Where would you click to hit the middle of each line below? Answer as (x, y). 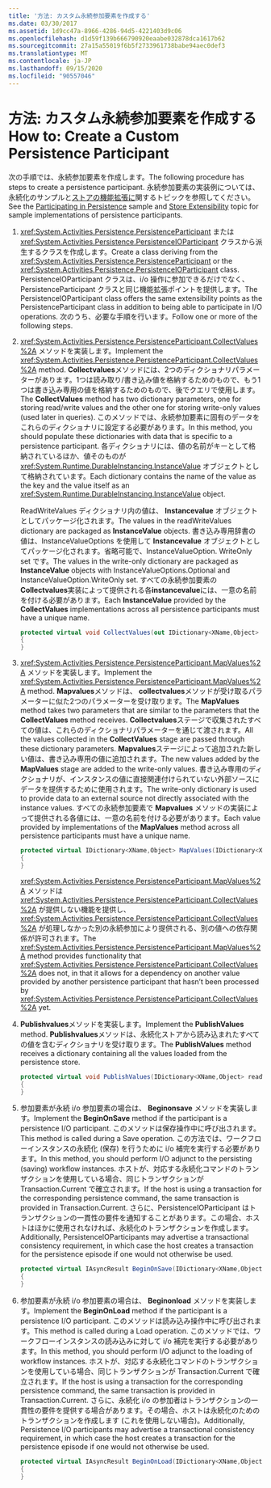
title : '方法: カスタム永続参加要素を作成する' (79, 16)
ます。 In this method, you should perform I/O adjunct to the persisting (136, 1159)
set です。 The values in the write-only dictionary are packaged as (129, 561)
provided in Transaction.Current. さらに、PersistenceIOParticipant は (135, 1208)
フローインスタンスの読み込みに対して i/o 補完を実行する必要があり (146, 1341)
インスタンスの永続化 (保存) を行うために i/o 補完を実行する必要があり (144, 1148)
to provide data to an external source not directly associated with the (134, 798)
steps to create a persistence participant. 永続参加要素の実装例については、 (134, 187)
